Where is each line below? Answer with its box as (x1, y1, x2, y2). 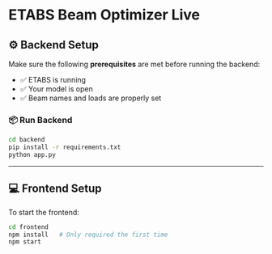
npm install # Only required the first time (8, 231, 168, 239)
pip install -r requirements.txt (8, 143, 121, 151)
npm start (8, 238, 42, 246)
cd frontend (8, 222, 49, 231)
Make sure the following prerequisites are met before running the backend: (8, 59, 261, 69)
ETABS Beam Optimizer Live (8, 6, 201, 24)
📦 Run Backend (8, 114, 73, 125)
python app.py (8, 151, 57, 159)
